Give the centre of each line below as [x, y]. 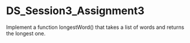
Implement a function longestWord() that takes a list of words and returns [95, 27]
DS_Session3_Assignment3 [75, 11]
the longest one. [26, 33]
